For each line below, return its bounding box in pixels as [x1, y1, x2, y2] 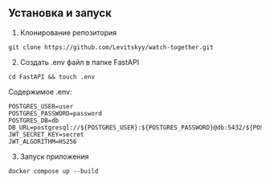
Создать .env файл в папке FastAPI [19, 57, 139, 67]
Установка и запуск [8, 6, 112, 20]
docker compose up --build [8, 167, 99, 175]
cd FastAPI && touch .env [8, 72, 95, 81]
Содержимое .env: [8, 87, 72, 96]
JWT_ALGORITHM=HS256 [8, 137, 78, 145]
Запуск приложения [19, 152, 90, 161]
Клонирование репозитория [19, 27, 117, 37]
